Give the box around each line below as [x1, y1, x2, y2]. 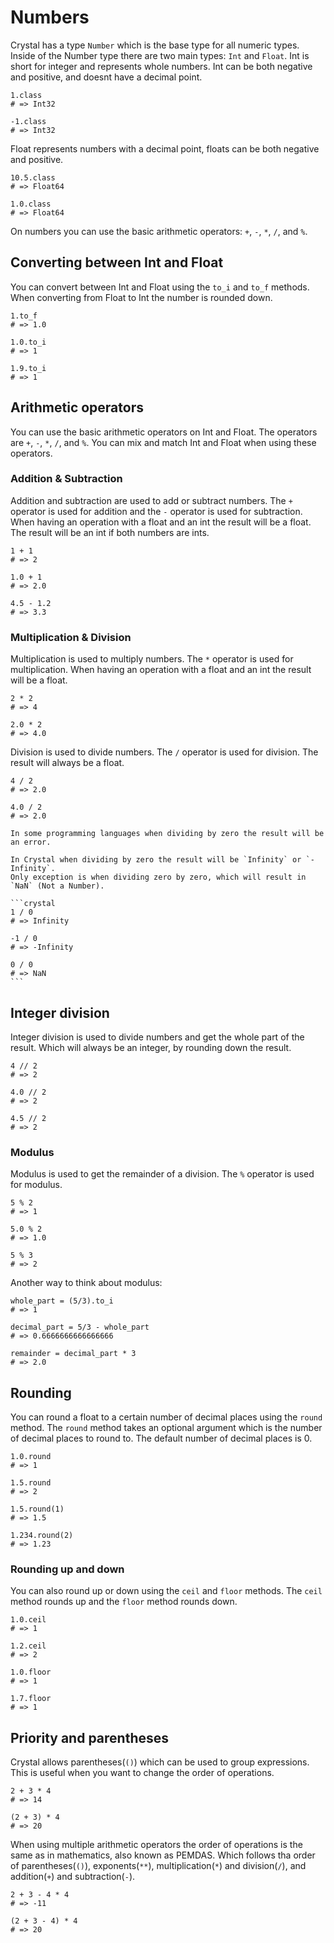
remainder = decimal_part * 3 [10, 1349, 137, 1359]
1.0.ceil [10, 1615, 47, 1625]
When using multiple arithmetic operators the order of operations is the [10, 1839, 303, 1851]
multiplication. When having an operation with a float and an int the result [10, 664, 312, 676]
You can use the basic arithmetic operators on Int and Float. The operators [10, 426, 318, 438]
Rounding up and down [10, 1562, 125, 1576]
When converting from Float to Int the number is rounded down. [10, 291, 273, 303]
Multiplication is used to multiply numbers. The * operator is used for [10, 653, 294, 665]
